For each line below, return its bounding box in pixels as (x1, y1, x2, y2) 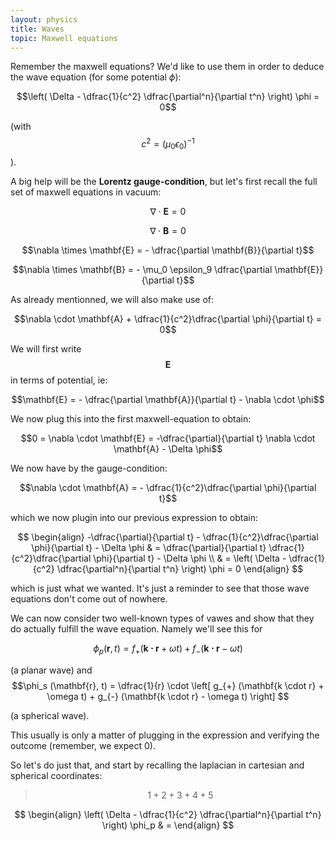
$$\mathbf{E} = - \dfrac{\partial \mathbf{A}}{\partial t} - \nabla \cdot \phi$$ (11, 393, 325, 405)
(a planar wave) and (10, 664, 93, 676)
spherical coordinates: (10, 769, 103, 781)
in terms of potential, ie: (10, 374, 108, 386)
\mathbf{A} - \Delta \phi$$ (113, 442, 223, 455)
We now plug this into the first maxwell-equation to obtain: (10, 412, 252, 425)
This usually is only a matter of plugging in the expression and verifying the (10, 729, 320, 741)
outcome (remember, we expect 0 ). (10, 739, 156, 751)
